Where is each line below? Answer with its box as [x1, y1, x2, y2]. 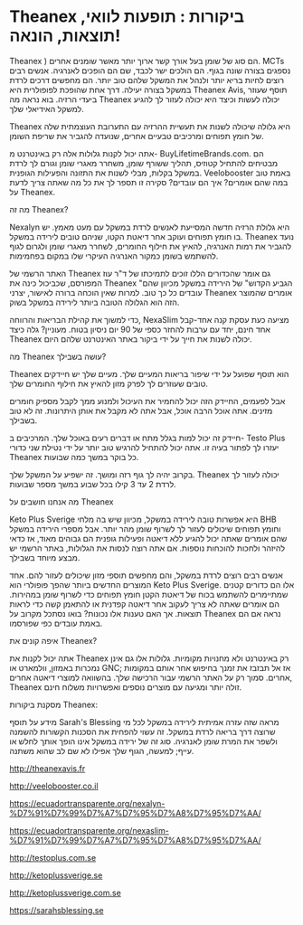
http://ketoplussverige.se [9, 870, 103, 881]
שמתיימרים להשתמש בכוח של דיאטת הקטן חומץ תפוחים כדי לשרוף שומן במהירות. [9, 589, 289, 599]
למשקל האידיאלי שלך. [9, 103, 84, 114]
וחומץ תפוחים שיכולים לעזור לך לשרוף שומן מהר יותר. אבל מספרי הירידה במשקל [9, 523, 281, 534]
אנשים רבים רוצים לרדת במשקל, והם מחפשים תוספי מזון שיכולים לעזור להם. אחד [9, 570, 283, 580]
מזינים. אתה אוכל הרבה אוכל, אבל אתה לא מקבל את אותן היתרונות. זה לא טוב [9, 405, 273, 416]
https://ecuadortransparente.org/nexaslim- [9, 825, 169, 835]
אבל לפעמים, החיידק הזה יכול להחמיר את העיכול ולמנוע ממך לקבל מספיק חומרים [9, 395, 286, 406]
